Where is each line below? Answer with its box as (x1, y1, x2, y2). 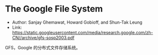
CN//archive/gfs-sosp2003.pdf (12, 35, 74, 41)
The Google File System (5, 3, 103, 14)
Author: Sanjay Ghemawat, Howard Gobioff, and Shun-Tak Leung (12, 19, 142, 25)
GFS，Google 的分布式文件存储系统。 (5, 44, 81, 50)
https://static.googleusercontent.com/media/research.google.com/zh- (12, 29, 153, 35)
